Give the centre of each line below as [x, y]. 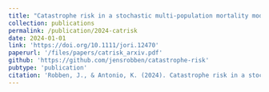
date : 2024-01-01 [37, 38]
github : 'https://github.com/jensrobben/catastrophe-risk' [109, 61]
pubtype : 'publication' [48, 68]
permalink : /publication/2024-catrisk [73, 30]
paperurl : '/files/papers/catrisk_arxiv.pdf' [85, 53]
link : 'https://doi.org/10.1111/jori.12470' [84, 46]
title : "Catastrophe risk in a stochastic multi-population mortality [128, 16]
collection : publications [51, 23]
